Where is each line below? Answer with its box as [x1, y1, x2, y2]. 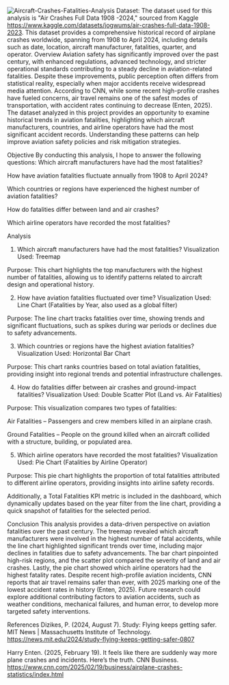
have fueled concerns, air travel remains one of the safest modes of [7, 94, 198, 102]
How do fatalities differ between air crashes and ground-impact [16, 383, 196, 391]
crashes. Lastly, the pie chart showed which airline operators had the [7, 564, 202, 572]
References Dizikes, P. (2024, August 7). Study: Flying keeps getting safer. [7, 621, 217, 629]
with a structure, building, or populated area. [7, 437, 133, 446]
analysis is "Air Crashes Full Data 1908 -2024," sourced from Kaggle [7, 14, 199, 22]
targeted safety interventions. [7, 608, 91, 615]
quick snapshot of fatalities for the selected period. [7, 507, 151, 514]
